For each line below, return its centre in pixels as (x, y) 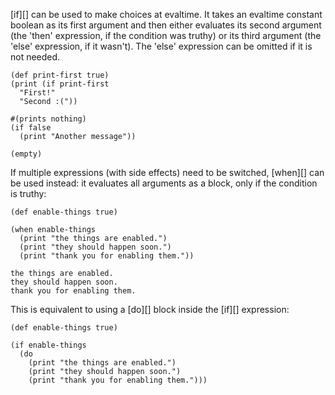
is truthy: (28, 193)
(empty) (26, 154)
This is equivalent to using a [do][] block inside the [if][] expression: (150, 309)
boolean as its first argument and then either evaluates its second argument (166, 25)
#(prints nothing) (48, 119)
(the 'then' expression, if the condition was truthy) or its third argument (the (166, 35)
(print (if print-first (60, 84)
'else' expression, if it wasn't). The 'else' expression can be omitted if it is (161, 46)
